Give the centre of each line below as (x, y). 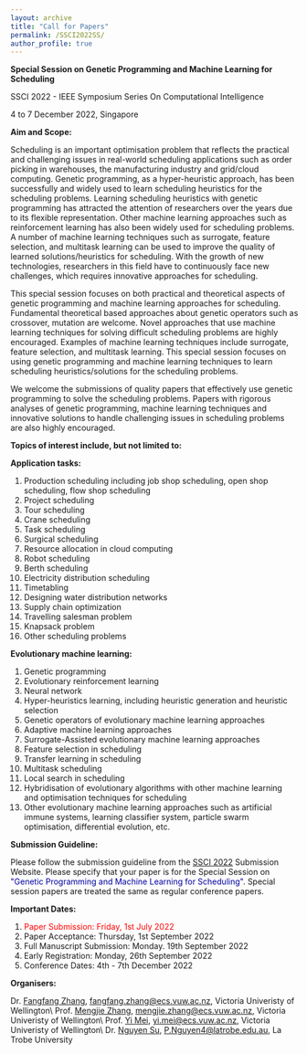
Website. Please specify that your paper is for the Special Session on (140, 872)
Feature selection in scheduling (83, 749)
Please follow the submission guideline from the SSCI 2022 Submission (145, 862)
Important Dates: (43, 909)
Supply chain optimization (73, 607)
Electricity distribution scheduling (86, 578)
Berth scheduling (56, 568)
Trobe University (42, 1040)
